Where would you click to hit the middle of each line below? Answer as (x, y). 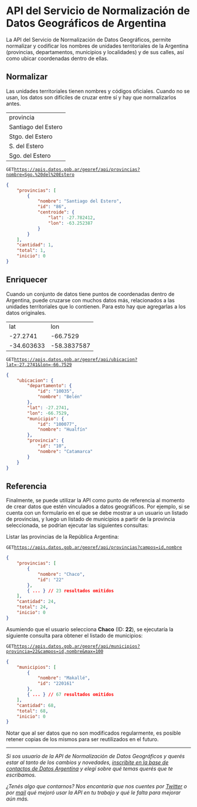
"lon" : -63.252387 (70, 223)
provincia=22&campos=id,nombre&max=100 (55, 651)
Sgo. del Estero (30, 155)
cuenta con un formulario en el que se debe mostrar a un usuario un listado (97, 513)
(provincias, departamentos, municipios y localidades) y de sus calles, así (95, 52)
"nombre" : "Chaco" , (61, 574)
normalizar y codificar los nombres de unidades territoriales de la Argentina (97, 46)
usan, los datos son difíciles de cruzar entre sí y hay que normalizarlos (91, 97)
